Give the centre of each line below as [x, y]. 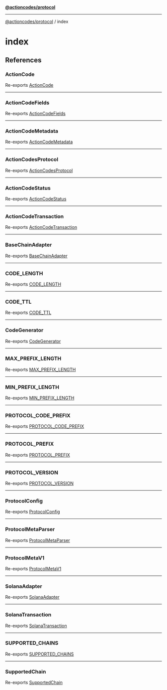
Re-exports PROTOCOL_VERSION [39, 484]
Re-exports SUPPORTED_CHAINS [40, 654]
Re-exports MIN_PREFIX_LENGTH [40, 398]
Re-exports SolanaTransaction [36, 626]
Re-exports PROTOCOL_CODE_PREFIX [45, 426]
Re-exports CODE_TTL [28, 313]
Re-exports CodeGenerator [33, 341]
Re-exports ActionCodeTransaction [41, 227]
